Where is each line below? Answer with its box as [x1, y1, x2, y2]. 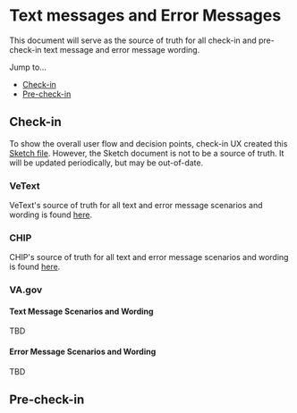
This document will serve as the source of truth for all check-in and [9, 35, 257, 46]
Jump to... [9, 62, 47, 72]
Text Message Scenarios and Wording [9, 306, 154, 316]
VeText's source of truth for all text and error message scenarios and [9, 200, 263, 211]
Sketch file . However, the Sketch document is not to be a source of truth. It [9, 147, 284, 158]
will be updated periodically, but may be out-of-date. [9, 157, 204, 168]
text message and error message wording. [43, 44, 200, 55]
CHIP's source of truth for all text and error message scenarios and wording [9, 252, 289, 263]
